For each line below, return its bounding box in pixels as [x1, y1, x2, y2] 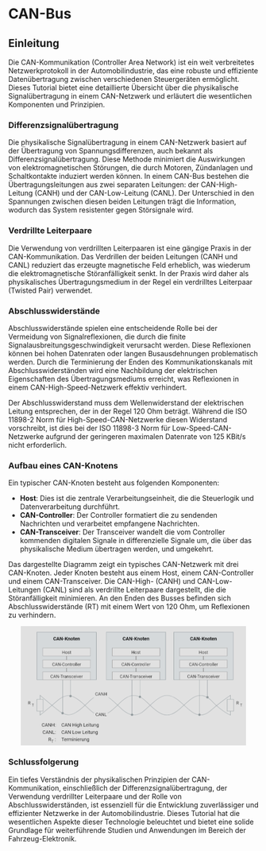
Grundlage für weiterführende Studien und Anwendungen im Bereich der [8, 825, 246, 835]
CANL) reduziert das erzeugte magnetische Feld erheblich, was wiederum [8, 260, 251, 270]
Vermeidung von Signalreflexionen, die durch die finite [8, 332, 187, 341]
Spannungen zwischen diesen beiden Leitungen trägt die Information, [8, 196, 237, 207]
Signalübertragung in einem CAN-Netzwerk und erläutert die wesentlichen [8, 91, 253, 100]
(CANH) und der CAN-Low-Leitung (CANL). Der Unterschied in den [34, 188, 255, 198]
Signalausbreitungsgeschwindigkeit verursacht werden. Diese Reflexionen [8, 340, 252, 350]
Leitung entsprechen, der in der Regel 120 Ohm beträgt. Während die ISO [8, 406, 248, 416]
